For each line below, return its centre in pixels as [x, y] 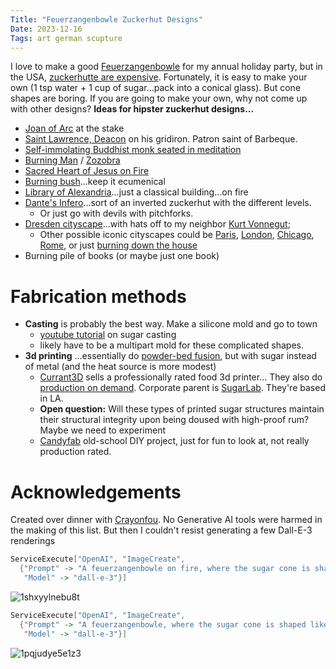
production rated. [75, 452]
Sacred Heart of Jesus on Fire [87, 171]
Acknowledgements [96, 492]
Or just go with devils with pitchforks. [116, 213]
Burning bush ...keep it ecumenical [95, 182]
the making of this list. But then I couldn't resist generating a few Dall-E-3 [161, 530]
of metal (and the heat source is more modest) [120, 367]
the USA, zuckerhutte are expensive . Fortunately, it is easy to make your [159, 77]
